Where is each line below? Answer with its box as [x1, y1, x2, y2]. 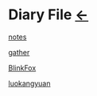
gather [8, 47, 30, 57]
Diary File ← [8, 6, 89, 24]
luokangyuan [8, 78, 51, 88]
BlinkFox [8, 62, 37, 73]
